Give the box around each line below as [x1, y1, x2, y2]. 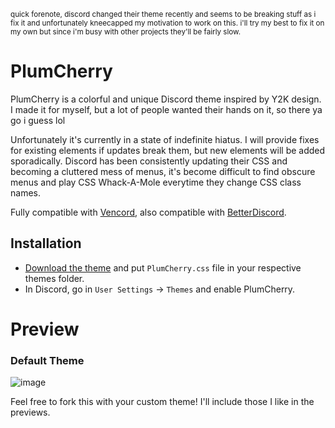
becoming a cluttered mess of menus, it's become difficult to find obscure [10, 165, 316, 177]
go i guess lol [10, 114, 66, 126]
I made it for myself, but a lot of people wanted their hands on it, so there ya [10, 103, 323, 115]
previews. [10, 406, 51, 419]
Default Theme [10, 353, 85, 367]
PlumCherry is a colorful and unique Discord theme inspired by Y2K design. [10, 93, 322, 105]
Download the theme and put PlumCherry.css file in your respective [24, 261, 302, 274]
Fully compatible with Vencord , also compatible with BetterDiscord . [10, 206, 287, 218]
